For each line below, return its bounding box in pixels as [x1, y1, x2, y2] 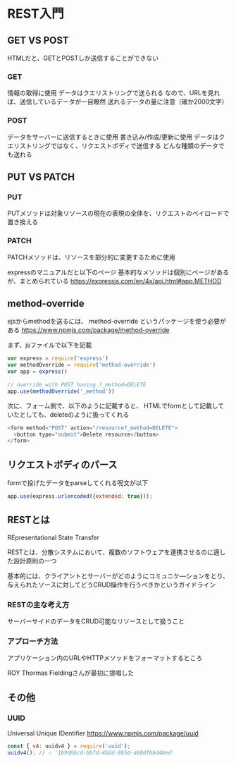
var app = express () [7, 368, 68, 375]
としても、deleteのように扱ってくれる [19, 410, 130, 419]
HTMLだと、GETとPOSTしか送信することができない [7, 54, 159, 62]
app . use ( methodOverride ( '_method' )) [7, 388, 115, 395]
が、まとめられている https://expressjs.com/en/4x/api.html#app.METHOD [7, 276, 222, 285]
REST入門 [7, 6, 65, 22]
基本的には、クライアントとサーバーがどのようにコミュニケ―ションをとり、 [7, 571, 229, 580]
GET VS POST [7, 34, 69, 46]
